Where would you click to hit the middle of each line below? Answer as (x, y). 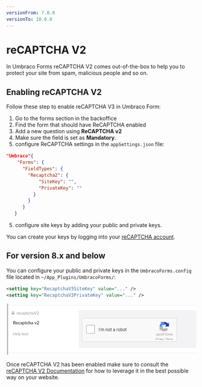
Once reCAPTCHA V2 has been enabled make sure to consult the (87, 365)
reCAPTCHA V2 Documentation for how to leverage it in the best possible (97, 371)
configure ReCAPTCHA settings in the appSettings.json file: (90, 144)
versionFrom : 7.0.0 (31, 13)
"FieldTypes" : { (43, 169)
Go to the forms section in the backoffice (66, 119)
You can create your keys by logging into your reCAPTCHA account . (91, 237)
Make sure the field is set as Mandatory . (65, 138)
